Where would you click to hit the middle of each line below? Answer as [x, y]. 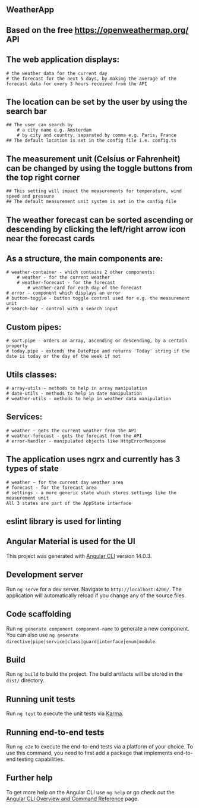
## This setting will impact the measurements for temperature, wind [94, 191]
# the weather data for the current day [57, 73]
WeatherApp [30, 10]
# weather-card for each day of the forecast [85, 288]
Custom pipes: [34, 327]
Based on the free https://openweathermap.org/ [97, 30]
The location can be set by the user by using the [97, 102]
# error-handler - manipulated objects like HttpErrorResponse [86, 441]
